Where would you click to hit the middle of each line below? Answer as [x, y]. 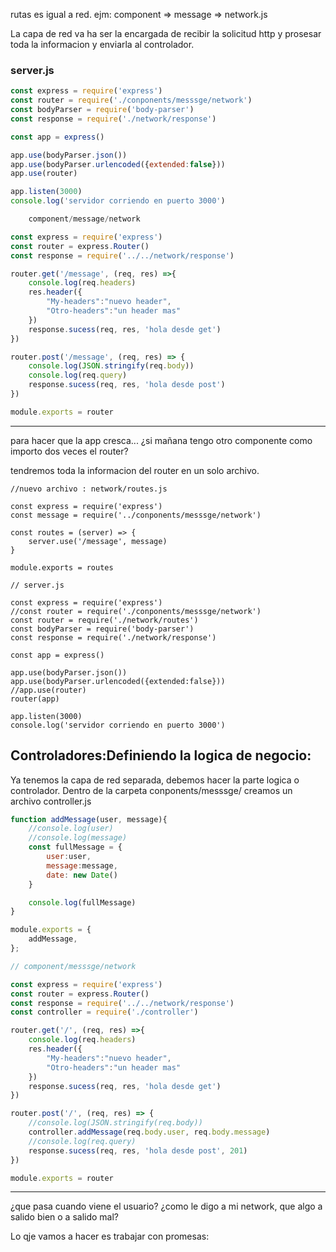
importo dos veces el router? [69, 451]
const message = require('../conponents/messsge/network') [136, 515]
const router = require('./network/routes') [104, 620]
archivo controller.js [51, 801]
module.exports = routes [62, 567]
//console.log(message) [78, 838]
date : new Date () [82, 875]
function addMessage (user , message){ [89, 819]
